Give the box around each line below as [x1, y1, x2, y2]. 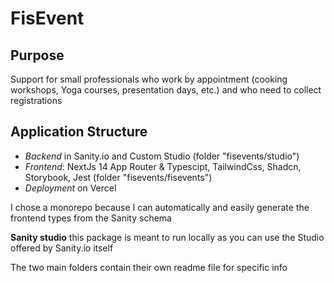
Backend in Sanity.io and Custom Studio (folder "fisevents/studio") [24, 150, 300, 162]
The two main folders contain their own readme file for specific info [10, 261, 288, 273]
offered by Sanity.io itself [10, 242, 114, 254]
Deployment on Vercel [24, 182, 117, 194]
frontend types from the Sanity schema [10, 212, 172, 224]
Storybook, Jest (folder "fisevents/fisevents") [24, 171, 213, 183]
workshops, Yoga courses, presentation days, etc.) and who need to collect [10, 84, 322, 96]
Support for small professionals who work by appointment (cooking [10, 73, 288, 85]
